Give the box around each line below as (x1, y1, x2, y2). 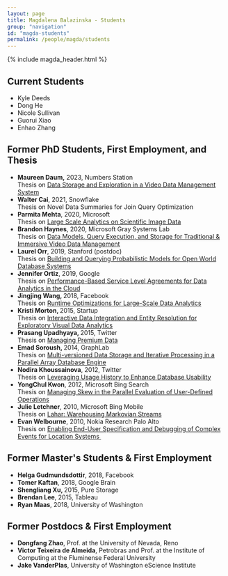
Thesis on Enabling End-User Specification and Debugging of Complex (17, 424, 221, 433)
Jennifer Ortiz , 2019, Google (17, 269, 100, 277)
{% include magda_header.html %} (7, 55, 108, 63)
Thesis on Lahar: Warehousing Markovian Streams (17, 410, 162, 418)
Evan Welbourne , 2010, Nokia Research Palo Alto (17, 417, 160, 426)
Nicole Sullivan (17, 109, 60, 117)
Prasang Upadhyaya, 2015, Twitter (17, 328, 117, 336)
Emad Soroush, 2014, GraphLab (17, 343, 110, 352)
